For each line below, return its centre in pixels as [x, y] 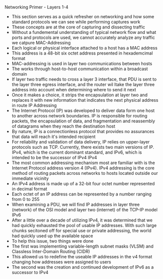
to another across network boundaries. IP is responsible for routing [80, 116]
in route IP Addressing [34, 105]
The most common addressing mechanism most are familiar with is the [83, 163]
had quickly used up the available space [52, 236]
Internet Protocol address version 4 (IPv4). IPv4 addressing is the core [83, 168]
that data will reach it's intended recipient [54, 137]
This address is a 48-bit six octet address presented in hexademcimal [82, 53]
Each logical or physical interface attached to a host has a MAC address [84, 48]
